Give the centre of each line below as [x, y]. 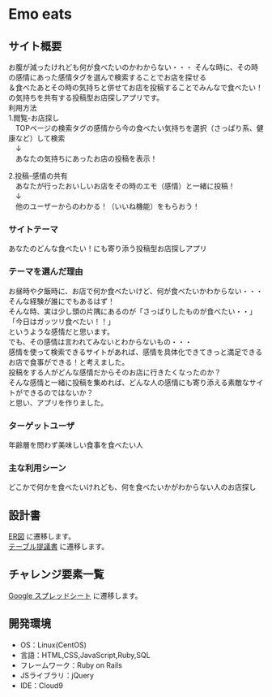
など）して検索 [40, 138]
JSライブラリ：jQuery [57, 675]
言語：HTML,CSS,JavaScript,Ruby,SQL [85, 655]
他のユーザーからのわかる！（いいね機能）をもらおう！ [107, 206]
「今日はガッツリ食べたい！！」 [62, 321]
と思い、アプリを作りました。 [58, 402]
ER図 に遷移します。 [42, 536]
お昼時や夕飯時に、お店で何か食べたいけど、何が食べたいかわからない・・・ [136, 291]
